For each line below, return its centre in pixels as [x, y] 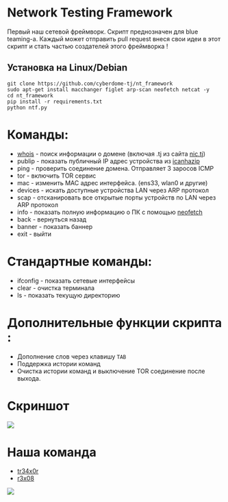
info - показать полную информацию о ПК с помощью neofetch [110, 212]
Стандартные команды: [80, 261]
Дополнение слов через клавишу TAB [72, 356]
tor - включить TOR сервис [56, 176]
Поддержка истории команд [59, 363]
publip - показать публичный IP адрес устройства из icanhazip [109, 161]
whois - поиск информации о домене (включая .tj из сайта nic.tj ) [111, 154]
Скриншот [38, 406]
